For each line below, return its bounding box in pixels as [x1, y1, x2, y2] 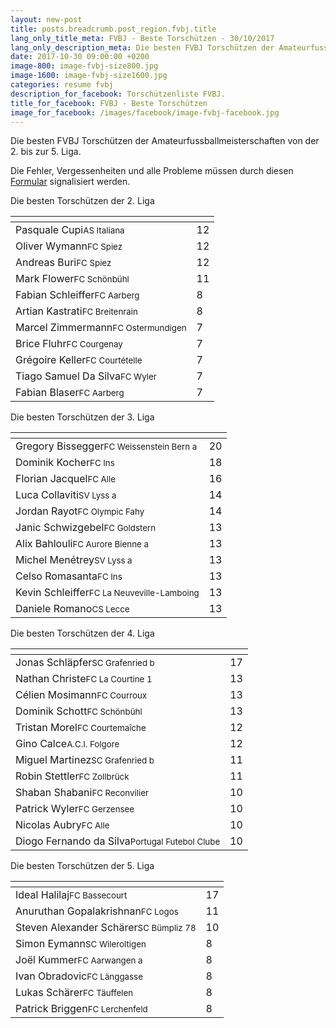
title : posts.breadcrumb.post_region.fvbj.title [10, 24, 217, 34]
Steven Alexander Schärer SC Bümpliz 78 [15, 921, 197, 935]
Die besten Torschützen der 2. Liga [10, 195, 155, 207]
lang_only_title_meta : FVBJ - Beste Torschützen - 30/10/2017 [10, 33, 275, 43]
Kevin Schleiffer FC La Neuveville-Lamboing [15, 586, 200, 600]
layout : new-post [10, 14, 83, 25]
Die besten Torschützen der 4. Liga [10, 627, 155, 640]
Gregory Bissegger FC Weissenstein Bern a [15, 439, 198, 453]
